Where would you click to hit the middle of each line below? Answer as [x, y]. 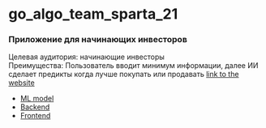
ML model [37, 99]
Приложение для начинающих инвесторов [98, 40]
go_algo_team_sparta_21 [93, 14]
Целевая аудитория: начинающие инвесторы [86, 57]
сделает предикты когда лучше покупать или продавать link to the [124, 75]
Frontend [35, 116]
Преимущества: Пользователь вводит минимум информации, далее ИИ [133, 66]
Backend [35, 107]
